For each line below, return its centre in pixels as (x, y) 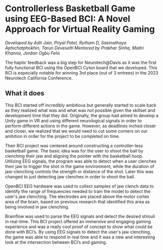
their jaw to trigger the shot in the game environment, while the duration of (80, 166)
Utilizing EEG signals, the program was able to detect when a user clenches (81, 161)
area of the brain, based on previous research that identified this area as (77, 202)
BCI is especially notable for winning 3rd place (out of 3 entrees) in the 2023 (82, 73)
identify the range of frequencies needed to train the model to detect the (78, 191)
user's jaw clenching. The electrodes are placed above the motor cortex (77, 196)
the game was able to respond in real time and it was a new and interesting (80, 237)
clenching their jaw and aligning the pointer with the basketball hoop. (74, 156)
